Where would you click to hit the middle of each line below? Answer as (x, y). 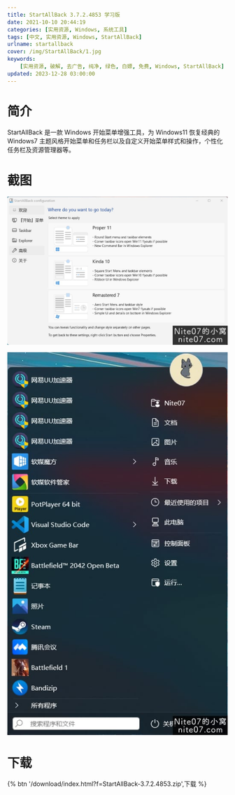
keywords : (22, 59)
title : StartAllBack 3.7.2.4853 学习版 (64, 15)
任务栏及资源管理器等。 (41, 150)
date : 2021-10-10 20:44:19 (47, 22)
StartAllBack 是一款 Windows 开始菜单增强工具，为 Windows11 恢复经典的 (114, 132)
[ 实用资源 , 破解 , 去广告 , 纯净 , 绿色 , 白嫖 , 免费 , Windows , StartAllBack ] (122, 66)
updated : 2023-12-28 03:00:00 (51, 73)
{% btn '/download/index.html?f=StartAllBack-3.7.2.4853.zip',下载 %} (107, 784)
